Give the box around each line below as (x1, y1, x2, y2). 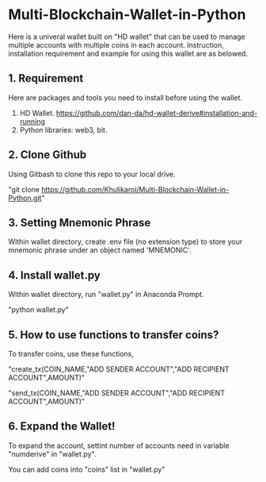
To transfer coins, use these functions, (8, 349, 135, 358)
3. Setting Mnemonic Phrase (8, 216, 151, 229)
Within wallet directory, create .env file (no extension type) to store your (8, 237, 243, 247)
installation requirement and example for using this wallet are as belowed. (8, 48, 248, 58)
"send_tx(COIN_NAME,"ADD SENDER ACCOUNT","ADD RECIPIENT (8, 388, 226, 398)
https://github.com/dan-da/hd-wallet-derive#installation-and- (55, 108, 258, 118)
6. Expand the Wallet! (8, 419, 116, 434)
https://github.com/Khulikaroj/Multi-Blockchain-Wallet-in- (40, 184, 230, 194)
